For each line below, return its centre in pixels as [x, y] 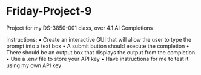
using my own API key [34, 65]
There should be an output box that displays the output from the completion [101, 52]
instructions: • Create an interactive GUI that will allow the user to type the [99, 39]
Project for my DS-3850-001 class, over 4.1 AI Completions [80, 28]
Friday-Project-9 [49, 11]
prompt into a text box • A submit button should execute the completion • [98, 46]
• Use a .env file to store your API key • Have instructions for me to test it [97, 59]
